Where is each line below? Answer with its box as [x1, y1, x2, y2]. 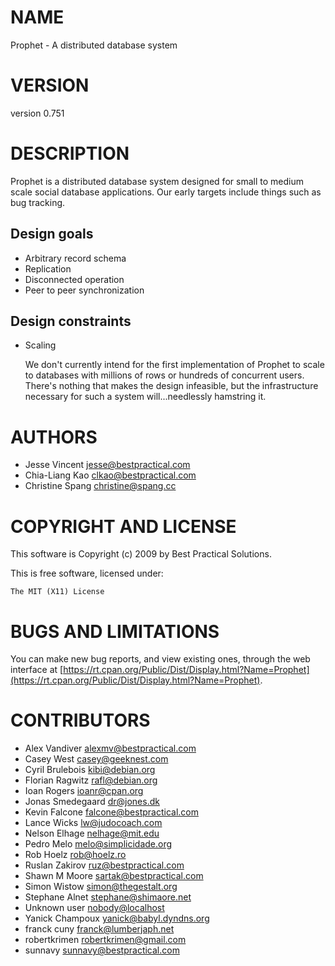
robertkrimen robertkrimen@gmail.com [24, 934, 187, 946]
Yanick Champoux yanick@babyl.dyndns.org [24, 912, 210, 925]
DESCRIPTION [10, 142, 130, 165]
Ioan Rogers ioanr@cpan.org [24, 785, 144, 797]
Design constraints [10, 313, 132, 330]
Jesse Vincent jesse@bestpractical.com [24, 459, 191, 471]
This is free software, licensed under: [10, 567, 164, 580]
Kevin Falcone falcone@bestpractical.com [24, 806, 199, 818]
